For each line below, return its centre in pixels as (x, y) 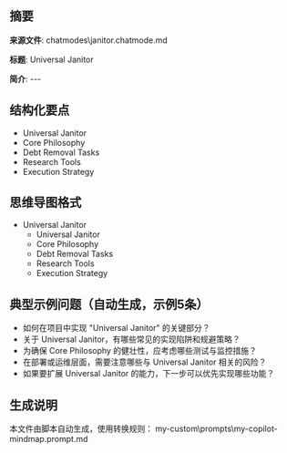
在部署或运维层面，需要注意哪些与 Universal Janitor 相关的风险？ (144, 362)
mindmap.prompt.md (49, 439)
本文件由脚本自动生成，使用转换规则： (81, 429)
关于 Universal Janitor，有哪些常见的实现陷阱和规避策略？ (132, 339)
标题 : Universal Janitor (51, 59)
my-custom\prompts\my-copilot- (216, 429)
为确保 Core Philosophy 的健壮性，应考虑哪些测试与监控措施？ (140, 351)
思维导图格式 (46, 203)
